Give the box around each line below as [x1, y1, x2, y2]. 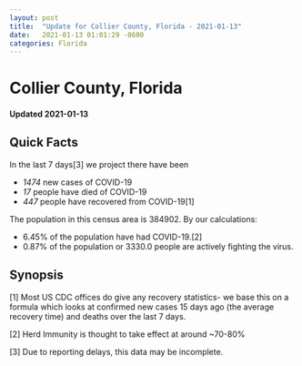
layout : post [9, 13, 59, 23]
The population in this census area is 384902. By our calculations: [9, 213, 257, 224]
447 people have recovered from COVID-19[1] [22, 196, 195, 207]
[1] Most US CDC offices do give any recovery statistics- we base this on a [9, 291, 289, 302]
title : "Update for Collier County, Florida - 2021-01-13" [9, 22, 243, 31]
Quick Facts [9, 135, 79, 150]
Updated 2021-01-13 [9, 108, 89, 119]
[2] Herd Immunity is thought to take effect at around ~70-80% [9, 329, 246, 340]
